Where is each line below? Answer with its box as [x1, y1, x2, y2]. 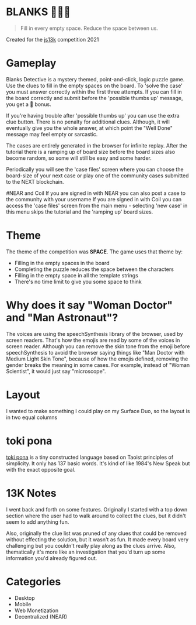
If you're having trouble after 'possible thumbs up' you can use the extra [6, 112, 180, 119]
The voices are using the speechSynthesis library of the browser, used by [6, 330, 183, 337]
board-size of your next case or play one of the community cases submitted [6, 172, 189, 179]
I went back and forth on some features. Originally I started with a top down [6, 506, 188, 513]
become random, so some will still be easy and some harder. [6, 154, 152, 162]
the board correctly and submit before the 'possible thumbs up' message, [6, 94, 183, 101]
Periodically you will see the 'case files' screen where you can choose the [6, 166, 184, 173]
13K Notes [6, 486, 57, 500]
